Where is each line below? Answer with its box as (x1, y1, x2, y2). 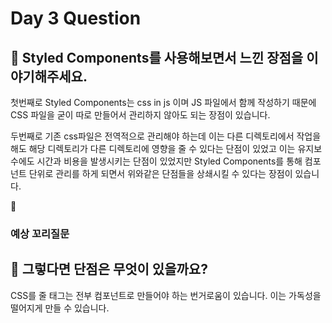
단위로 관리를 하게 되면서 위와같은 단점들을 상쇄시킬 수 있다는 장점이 (28, 168, 293, 179)
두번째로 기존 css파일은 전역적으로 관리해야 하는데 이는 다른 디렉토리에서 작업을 (10, 130, 322, 142)
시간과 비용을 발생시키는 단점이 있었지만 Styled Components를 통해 (36, 155, 303, 167)
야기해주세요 (10, 68, 83, 85)
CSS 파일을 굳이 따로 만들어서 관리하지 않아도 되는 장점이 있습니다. (10, 109, 271, 121)
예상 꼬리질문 (10, 227, 70, 241)
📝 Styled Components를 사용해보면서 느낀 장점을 (10, 49, 304, 66)
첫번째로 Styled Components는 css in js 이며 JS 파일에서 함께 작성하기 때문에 (10, 97, 317, 108)
